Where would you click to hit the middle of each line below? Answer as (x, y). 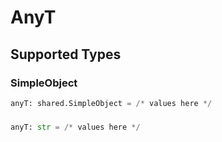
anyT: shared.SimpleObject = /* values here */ (111, 103)
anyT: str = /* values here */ (75, 127)
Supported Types (66, 54)
